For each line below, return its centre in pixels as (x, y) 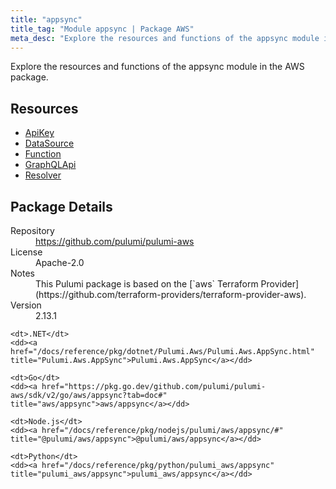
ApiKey (39, 133)
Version (26, 305)
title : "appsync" (46, 19)
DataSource (49, 143)
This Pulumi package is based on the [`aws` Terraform (147, 284)
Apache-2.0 (60, 262)
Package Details (61, 206)
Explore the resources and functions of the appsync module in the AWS (157, 67)
